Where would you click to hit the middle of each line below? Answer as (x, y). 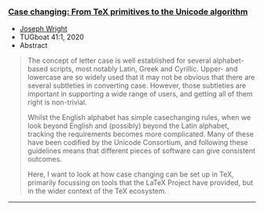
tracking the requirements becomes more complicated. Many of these (140, 134)
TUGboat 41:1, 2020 (52, 37)
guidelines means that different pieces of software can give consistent (141, 151)
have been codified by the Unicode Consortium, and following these (137, 143)
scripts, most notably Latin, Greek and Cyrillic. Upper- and (144, 69)
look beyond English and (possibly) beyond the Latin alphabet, (128, 126)
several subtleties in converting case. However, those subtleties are (137, 85)
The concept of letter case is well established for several (119, 60)
